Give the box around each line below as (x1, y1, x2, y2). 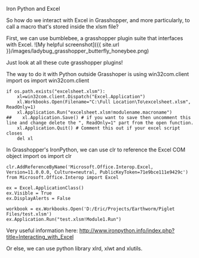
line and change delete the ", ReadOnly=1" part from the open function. (6, 120, 194, 126)
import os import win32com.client (6, 77, 90, 84)
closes (6, 130, 23, 136)
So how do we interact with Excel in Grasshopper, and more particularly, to (6, 17, 190, 23)
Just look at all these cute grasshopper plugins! (6, 59, 123, 66)
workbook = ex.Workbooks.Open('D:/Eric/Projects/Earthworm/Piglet (6, 206, 175, 212)
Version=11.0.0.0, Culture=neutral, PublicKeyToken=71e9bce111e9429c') (6, 169, 188, 175)
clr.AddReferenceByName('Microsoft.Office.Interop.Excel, (6, 164, 154, 170)
